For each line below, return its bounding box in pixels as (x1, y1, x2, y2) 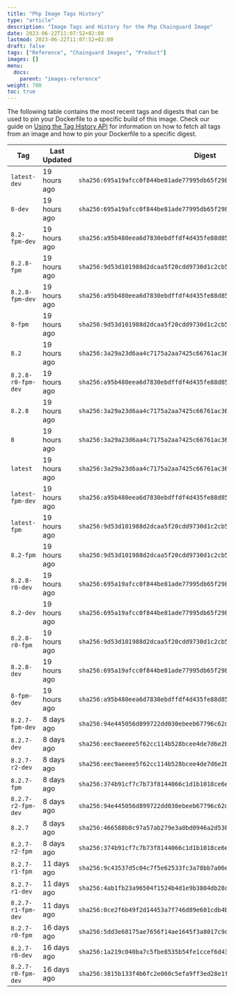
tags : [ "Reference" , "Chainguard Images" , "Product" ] (7, 50, 167, 57)
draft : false (7, 43, 45, 50)
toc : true (7, 88, 36, 95)
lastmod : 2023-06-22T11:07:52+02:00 (7, 36, 114, 43)
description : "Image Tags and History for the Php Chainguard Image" (7, 23, 214, 30)
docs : (13, 69, 30, 75)
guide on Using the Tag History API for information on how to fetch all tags (7, 122, 221, 131)
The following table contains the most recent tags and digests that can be (7, 108, 219, 116)
